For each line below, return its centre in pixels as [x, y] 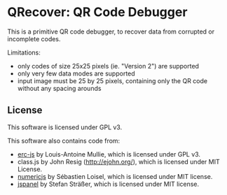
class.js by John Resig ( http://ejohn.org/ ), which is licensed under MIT [119, 161]
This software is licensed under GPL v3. [65, 127]
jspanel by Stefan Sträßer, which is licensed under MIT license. [108, 184]
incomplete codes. [34, 38]
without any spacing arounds [59, 88]
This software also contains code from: [64, 140]
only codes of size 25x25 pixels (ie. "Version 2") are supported [108, 66]
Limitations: [24, 52]
